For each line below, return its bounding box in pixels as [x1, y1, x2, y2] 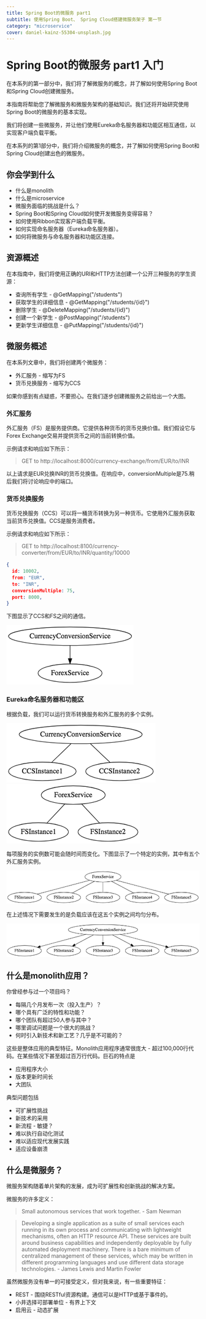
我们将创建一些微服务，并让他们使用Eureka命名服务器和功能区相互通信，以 [6, 122, 196, 129]
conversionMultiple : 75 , [12, 587, 75, 594]
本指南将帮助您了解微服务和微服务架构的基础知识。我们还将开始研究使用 [6, 101, 189, 108]
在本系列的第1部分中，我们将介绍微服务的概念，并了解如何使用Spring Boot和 [6, 142, 200, 150]
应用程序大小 [15, 1066, 48, 1073]
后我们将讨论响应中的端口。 [6, 478, 77, 485]
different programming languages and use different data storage [21, 1259, 184, 1266]
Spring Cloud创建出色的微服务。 [6, 150, 88, 157]
